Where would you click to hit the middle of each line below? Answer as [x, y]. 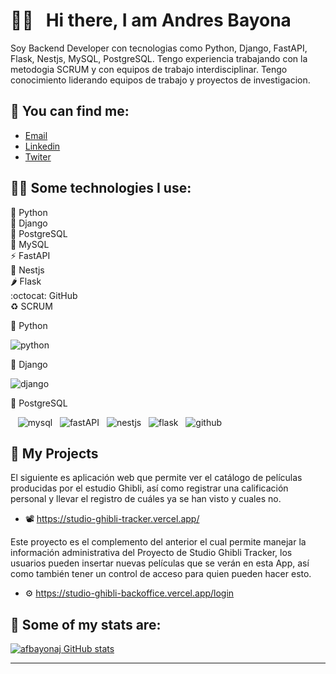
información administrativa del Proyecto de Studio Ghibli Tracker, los [151, 553]
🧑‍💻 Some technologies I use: [101, 188]
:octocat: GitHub [44, 295]
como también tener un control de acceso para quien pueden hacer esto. [161, 574]
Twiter [38, 156]
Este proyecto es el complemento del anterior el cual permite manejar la [158, 542]
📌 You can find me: [70, 111]
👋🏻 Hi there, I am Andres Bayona [151, 20]
